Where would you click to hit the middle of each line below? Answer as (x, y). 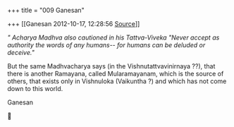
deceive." (21, 53)
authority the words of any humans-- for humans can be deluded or (106, 45)
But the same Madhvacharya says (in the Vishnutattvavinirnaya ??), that (111, 66)
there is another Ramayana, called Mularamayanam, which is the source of (116, 74)
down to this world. (35, 89)
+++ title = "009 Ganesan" (46, 10)
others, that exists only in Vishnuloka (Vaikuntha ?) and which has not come (117, 81)
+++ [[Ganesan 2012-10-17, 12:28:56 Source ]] (74, 24)
